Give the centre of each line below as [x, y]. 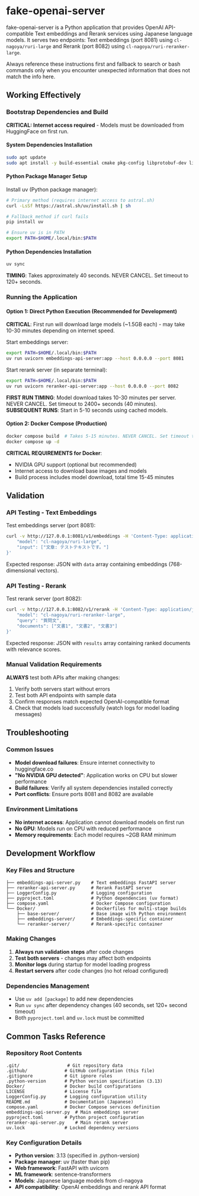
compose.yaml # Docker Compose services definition [83, 1107]
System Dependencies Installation [49, 145]
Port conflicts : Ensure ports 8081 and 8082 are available [84, 794]
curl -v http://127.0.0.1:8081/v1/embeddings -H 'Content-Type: [87, 536]
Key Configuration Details [44, 1143]
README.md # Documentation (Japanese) [70, 1102]
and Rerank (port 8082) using [89, 46]
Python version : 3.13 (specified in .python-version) [77, 1156]
